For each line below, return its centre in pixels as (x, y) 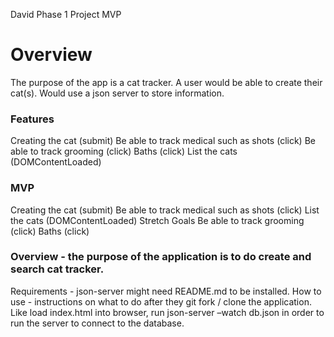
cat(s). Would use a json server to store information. (117, 93)
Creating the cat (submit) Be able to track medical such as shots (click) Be (163, 141)
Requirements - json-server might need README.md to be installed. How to (166, 291)
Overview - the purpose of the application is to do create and (161, 257)
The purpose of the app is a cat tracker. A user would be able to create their (166, 82)
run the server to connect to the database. (97, 323)
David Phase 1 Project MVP (66, 14)
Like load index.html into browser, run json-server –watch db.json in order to (167, 312)
